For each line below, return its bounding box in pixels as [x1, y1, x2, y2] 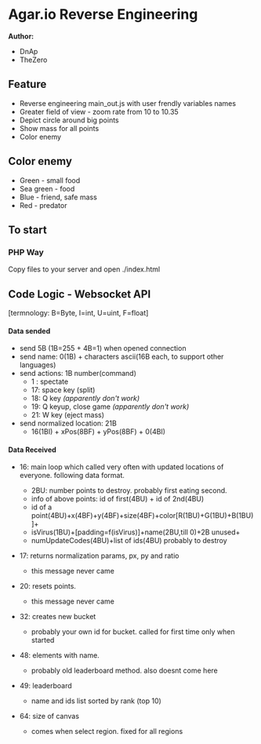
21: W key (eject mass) [31, 410, 104, 420]
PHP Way [8, 246, 45, 257]
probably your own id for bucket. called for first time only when [31, 627, 235, 636]
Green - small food [19, 175, 81, 185]
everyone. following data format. [19, 471, 125, 480]
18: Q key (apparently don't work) [31, 394, 140, 403]
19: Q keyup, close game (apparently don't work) [31, 402, 190, 411]
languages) [19, 360, 56, 370]
